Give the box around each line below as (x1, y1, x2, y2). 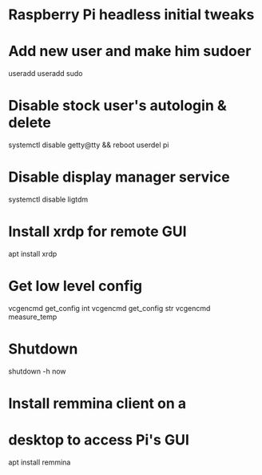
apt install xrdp (8, 249, 58, 258)
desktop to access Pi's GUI (8, 431, 190, 449)
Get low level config (8, 277, 143, 295)
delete (8, 114, 52, 132)
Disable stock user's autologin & (8, 97, 228, 115)
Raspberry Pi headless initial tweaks (8, 6, 255, 24)
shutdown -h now (8, 366, 66, 376)
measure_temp (8, 312, 58, 321)
